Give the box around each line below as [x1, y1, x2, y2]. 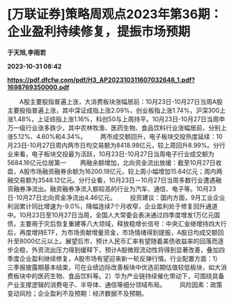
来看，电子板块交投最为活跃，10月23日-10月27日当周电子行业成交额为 [13, 149, 214, 158]
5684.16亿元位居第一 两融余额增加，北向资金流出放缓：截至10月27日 [7, 158, 216, 167]
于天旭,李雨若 [7, 48, 47, 56]
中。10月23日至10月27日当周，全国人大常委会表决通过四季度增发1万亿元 [7, 211, 214, 219]
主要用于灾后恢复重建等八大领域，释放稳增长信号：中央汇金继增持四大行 [19, 219, 227, 227]
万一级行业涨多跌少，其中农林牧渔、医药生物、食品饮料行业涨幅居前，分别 [7, 123, 221, 132]
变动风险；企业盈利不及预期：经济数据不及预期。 [7, 289, 148, 297]
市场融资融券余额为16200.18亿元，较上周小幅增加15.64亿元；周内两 [29, 167, 223, 175]
